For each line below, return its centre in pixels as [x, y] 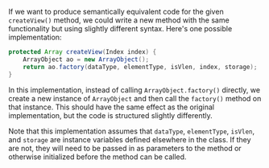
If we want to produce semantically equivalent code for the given [116, 12]
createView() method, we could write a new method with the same [119, 20]
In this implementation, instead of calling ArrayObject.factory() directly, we [134, 90]
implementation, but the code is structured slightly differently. [110, 115]
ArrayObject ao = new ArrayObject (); [86, 59]
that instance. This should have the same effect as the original [112, 107]
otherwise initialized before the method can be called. [97, 157]
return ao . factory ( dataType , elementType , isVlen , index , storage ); [140, 67]
